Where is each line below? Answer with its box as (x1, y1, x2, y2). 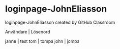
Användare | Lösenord (5, 29, 50, 34)
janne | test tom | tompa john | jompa (5, 38, 80, 44)
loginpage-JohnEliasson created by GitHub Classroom (5, 19, 115, 25)
